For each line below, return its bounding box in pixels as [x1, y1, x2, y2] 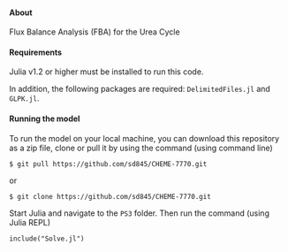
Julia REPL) [9, 217, 51, 227]
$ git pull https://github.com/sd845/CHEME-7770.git [9, 159, 208, 168]
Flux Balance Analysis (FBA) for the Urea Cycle [9, 27, 180, 37]
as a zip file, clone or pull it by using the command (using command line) [9, 142, 274, 153]
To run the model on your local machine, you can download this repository [9, 133, 280, 143]
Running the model [9, 113, 80, 124]
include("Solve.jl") [9, 234, 86, 243]
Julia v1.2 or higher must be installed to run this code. [9, 66, 204, 77]
